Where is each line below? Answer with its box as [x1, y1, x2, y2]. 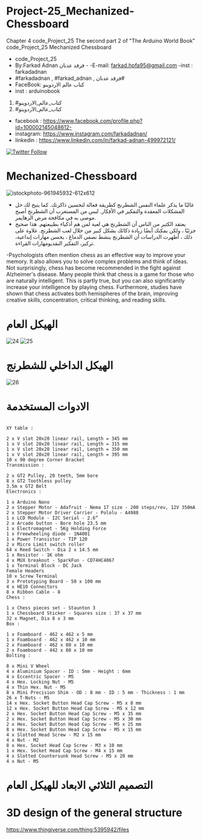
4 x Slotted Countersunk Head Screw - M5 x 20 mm [6, 753, 134, 759]
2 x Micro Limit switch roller [6, 541, 85, 548]
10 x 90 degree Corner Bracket [6, 456, 85, 463]
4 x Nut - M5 [6, 758, 39, 764]
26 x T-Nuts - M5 [6, 695, 50, 701]
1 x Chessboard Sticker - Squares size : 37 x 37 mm [6, 610, 142, 616]
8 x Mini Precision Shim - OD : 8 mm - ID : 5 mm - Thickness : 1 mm [6, 689, 185, 696]
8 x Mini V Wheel [6, 663, 50, 669]
